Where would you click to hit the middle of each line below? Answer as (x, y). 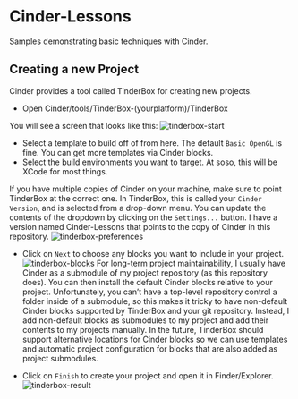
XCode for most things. (65, 171)
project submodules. (60, 358)
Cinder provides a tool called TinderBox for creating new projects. (131, 90)
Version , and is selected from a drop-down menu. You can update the (138, 208)
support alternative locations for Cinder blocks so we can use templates (155, 339)
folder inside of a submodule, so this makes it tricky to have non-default (155, 301)
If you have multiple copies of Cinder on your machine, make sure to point (145, 189)
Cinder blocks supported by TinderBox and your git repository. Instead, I (156, 310)
